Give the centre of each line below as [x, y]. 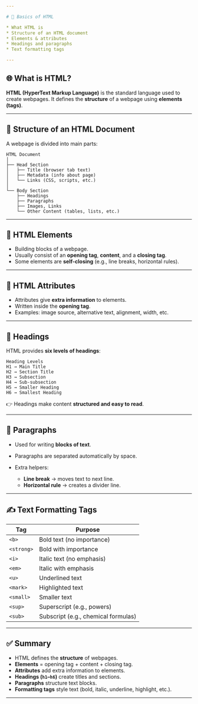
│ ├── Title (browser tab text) [49, 170]
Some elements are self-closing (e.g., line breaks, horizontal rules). [97, 262]
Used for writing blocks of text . [53, 444]
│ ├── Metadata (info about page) [51, 175]
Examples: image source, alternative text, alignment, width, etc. [92, 312]
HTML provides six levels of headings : [54, 351]
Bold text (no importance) [75, 539]
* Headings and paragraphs [39, 44]
